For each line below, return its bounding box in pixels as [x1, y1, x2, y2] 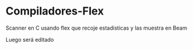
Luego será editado [5, 36, 54, 43]
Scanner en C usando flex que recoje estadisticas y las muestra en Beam [5, 24, 188, 31]
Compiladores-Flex [5, 4, 104, 18]
